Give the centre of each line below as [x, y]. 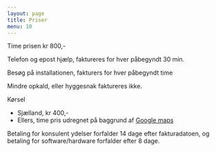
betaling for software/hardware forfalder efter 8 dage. [84, 141]
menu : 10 [20, 26]
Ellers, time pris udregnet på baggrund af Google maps [95, 120]
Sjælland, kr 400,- [43, 113]
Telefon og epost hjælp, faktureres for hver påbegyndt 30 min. [96, 59]
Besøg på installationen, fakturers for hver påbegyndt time [90, 73]
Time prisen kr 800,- [37, 46]
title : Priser [28, 20]
